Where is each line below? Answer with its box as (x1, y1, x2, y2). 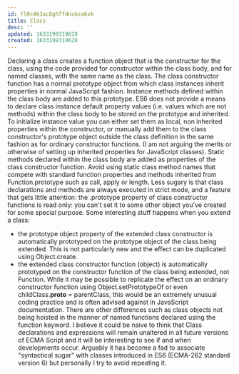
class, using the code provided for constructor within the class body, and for (7, 64, 232, 73)
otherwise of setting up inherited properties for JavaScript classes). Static (7, 148, 225, 156)
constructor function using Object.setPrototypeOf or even (17, 283, 188, 291)
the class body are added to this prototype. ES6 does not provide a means (7, 94, 226, 103)
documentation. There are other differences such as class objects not (17, 305, 223, 314)
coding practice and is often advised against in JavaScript (17, 298, 189, 307)
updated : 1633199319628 (7, 30, 78, 38)
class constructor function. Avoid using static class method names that (7, 163, 216, 171)
